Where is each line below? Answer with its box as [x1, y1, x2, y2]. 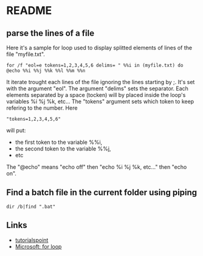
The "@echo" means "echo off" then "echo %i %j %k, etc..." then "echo [6, 163, 187, 171]
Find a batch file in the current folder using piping [6, 187, 198, 198]
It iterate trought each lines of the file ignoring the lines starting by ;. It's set [6, 79, 195, 85]
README [6, 4, 52, 18]
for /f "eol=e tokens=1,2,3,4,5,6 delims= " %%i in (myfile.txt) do [6, 62, 184, 68]
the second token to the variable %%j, [15, 145, 111, 152]
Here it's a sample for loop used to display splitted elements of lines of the [6, 44, 193, 51]
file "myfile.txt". [6, 51, 46, 58]
